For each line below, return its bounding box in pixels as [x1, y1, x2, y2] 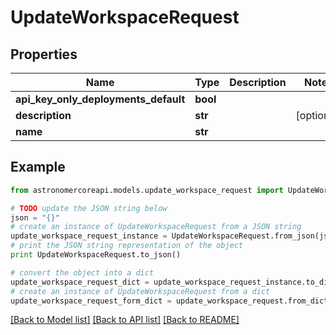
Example [10, 159, 66, 176]
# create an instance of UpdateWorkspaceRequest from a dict [10, 286, 271, 296]
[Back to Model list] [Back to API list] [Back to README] [10, 314, 240, 326]
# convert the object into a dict [10, 267, 155, 278]
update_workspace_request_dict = [10, 277, 150, 287]
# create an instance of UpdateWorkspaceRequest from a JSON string [10, 222, 302, 232]
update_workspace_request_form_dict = [10, 296, 172, 306]
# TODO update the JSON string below [10, 203, 168, 213]
